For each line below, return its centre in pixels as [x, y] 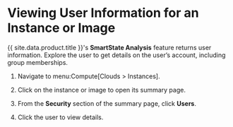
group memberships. [38, 62]
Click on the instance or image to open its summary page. [101, 90]
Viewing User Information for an [103, 13]
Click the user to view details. [60, 117]
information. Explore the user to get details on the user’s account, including [116, 55]
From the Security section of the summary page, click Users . [107, 103]
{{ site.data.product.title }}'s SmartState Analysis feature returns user [109, 47]
